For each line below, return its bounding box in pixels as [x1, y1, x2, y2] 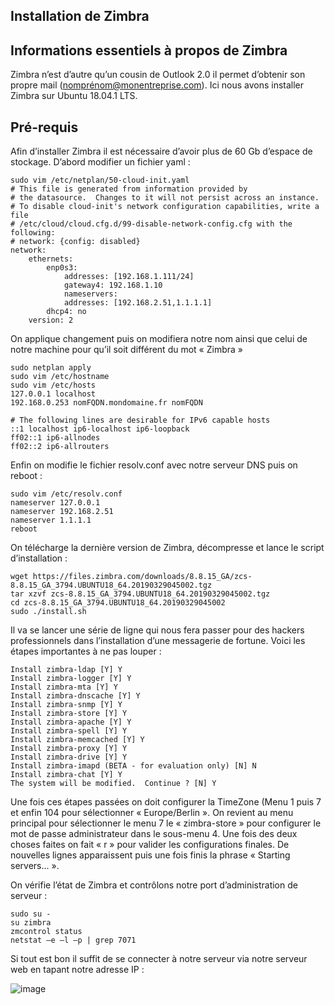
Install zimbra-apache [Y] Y [10, 717, 132, 728]
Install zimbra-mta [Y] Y [10, 682, 118, 693]
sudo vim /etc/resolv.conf [10, 489, 123, 499]
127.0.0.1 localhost [10, 389, 97, 399]
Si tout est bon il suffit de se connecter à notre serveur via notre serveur [10, 953, 308, 965]
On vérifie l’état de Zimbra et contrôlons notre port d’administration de [10, 879, 298, 891]
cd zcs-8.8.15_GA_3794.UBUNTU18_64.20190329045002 [10, 598, 226, 608]
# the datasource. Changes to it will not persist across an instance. [10, 193, 320, 203]
